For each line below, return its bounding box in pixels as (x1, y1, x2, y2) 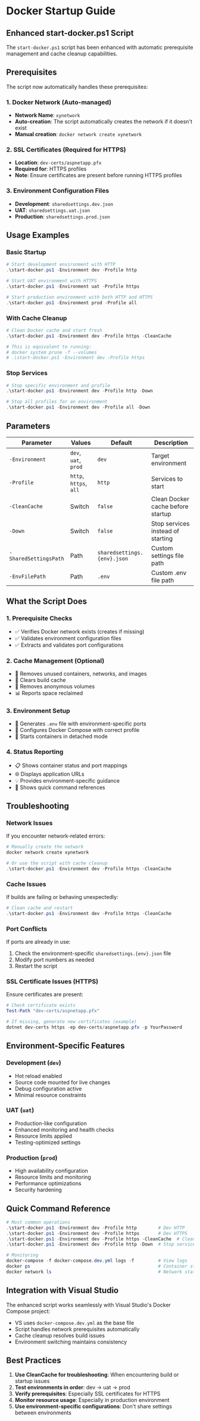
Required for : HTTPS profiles (14, 165, 87, 172)
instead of (151, 527, 180, 535)
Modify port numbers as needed (14, 956, 94, 963)
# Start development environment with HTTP (6, 261, 116, 268)
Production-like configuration (14, 1120, 87, 1127)
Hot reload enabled (14, 1072, 62, 1079)
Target (151, 452, 170, 460)
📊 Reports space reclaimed (14, 689, 83, 696)
